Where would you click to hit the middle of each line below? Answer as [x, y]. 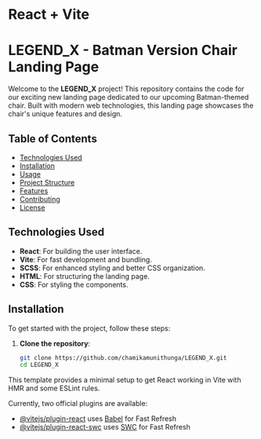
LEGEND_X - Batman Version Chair [123, 51]
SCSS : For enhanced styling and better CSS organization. [112, 268]
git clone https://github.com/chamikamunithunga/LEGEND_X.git [123, 358]
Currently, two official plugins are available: [78, 404]
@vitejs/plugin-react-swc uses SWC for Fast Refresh [105, 427]
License [32, 207]
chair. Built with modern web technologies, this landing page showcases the [131, 106]
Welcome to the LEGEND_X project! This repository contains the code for [126, 89]
